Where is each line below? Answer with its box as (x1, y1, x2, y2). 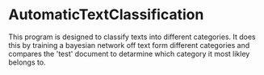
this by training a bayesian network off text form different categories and (8, 40, 250, 49)
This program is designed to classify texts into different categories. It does (8, 32, 256, 41)
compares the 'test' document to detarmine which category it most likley (8, 49, 250, 58)
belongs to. (8, 57, 46, 67)
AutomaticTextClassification (8, 6, 204, 24)
